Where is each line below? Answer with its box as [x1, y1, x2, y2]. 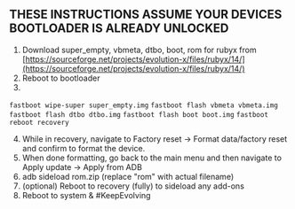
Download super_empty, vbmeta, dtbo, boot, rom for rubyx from [21, 44, 257, 55]
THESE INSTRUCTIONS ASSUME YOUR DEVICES [9, 7, 283, 22]
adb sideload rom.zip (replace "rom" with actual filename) [21, 171, 234, 182]
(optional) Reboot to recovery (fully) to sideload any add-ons [21, 181, 244, 191]
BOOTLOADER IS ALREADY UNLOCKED [9, 21, 229, 36]
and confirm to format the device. [21, 143, 146, 153]
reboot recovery [9, 118, 69, 127]
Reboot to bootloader [21, 73, 100, 83]
